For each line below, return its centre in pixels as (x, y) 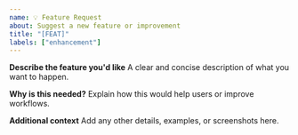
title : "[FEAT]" (39, 34)
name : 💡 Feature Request (56, 17)
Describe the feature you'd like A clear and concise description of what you (149, 67)
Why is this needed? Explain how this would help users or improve (132, 94)
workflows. (30, 104)
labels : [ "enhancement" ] (55, 42)
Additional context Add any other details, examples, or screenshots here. (144, 121)
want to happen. (39, 77)
